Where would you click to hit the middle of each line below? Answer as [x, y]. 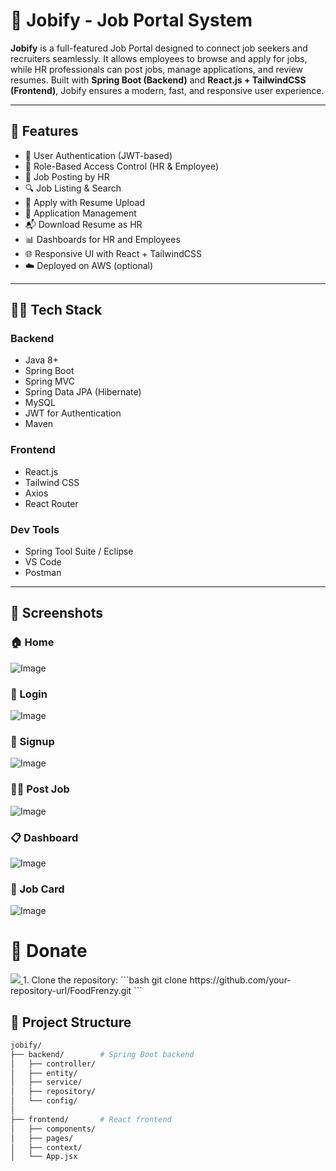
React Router [51, 503]
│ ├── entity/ [44, 1073]
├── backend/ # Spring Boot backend [102, 1054]
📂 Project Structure [71, 1022]
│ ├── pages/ [42, 1138]
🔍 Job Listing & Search [73, 188]
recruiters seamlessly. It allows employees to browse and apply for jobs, [159, 58]
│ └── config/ [44, 1101]
